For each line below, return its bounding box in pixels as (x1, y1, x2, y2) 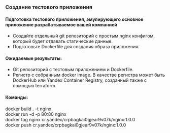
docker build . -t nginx (5, 106, 52, 112)
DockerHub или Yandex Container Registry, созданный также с (12, 77, 147, 83)
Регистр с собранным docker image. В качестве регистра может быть (12, 72, 165, 78)
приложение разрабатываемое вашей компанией (5, 21, 118, 27)
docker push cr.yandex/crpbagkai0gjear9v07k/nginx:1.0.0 (5, 122, 126, 128)
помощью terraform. (12, 83, 57, 89)
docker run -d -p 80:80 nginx (5, 111, 67, 117)
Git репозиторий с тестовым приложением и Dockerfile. (12, 66, 134, 73)
